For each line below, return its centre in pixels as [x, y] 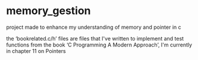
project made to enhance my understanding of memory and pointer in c [94, 27]
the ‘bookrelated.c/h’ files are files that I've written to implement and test [95, 38]
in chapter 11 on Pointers [36, 51]
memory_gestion [48, 11]
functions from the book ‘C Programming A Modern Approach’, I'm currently [99, 45]
